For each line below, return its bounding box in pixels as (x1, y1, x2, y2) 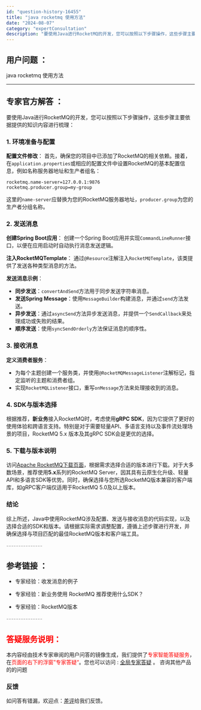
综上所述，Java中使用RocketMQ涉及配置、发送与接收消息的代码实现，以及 (6, 515, 190, 522)
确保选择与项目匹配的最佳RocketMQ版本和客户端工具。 (6, 530, 142, 537)
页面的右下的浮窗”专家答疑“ (11, 658, 80, 666)
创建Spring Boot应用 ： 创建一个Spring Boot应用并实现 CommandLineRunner (6, 234, 186, 241)
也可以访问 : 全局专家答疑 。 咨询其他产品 (89, 658, 191, 666)
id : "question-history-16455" (6, 8, 82, 15)
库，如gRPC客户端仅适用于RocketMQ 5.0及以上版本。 (6, 484, 139, 491)
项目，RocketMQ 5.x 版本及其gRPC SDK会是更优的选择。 (16, 430, 157, 437)
